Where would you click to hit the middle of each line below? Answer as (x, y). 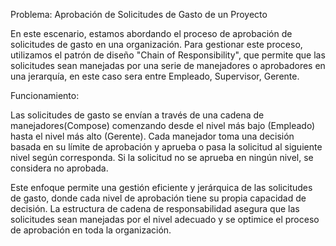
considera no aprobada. (59, 168)
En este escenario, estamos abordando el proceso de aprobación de (151, 33)
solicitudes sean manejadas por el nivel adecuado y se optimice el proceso (165, 219)
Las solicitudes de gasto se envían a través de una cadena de (137, 115)
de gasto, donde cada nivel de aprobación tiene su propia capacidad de (158, 198)
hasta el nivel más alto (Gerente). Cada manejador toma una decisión (152, 136)
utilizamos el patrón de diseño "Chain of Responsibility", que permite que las (168, 55)
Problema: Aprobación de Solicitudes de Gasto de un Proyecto (139, 14)
